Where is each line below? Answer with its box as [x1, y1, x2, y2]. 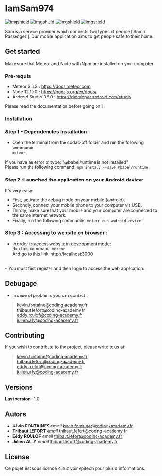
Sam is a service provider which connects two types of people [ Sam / [5, 28, 146, 34]
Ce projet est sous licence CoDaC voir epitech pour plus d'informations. [5, 465, 146, 471]
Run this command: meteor [12, 246, 65, 251]
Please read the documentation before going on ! [5, 103, 103, 109]
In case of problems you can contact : [12, 292, 88, 298]
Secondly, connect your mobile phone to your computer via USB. [12, 202, 142, 208]
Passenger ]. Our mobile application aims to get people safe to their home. [5, 33, 154, 39]
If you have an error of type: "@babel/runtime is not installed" [5, 159, 129, 165]
